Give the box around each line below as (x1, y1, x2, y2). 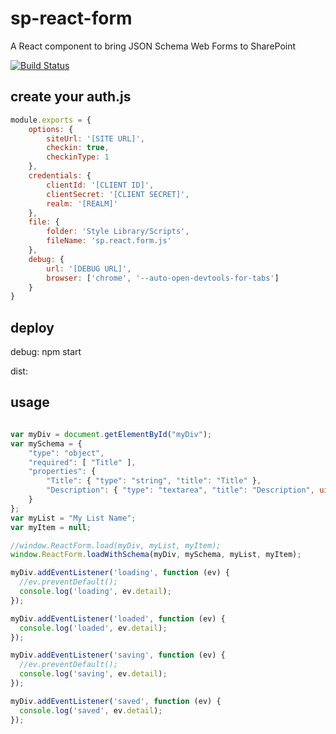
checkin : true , (46, 143, 110, 153)
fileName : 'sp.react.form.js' (46, 236, 172, 246)
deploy (10, 319, 55, 336)
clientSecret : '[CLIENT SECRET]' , (46, 189, 190, 199)
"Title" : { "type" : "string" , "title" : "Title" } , (46, 476, 262, 486)
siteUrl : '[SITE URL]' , (46, 133, 145, 144)
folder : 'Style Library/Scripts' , (46, 227, 190, 237)
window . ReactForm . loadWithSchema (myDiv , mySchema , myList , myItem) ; (10, 550, 302, 560)
